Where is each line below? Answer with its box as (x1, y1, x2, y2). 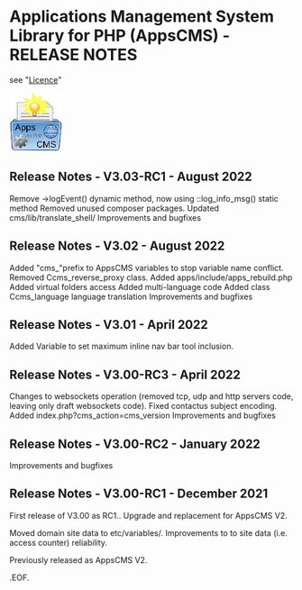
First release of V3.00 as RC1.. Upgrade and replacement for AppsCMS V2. (9, 510, 288, 521)
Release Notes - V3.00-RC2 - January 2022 (9, 436, 261, 451)
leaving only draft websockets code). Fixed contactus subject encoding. (9, 401, 278, 412)
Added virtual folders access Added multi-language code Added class (9, 281, 270, 292)
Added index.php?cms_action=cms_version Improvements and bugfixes (9, 410, 277, 421)
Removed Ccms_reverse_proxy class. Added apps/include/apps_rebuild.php (9, 272, 293, 283)
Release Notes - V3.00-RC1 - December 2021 (9, 486, 269, 502)
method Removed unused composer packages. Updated (9, 203, 219, 213)
